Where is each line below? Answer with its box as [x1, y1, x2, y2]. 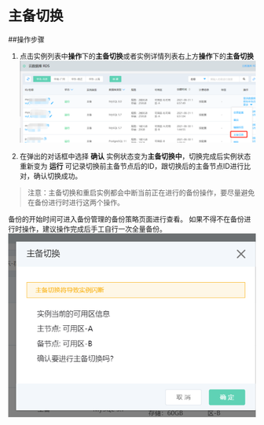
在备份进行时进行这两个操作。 [27, 197, 124, 207]
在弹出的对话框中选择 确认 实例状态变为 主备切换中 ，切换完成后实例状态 [19, 151, 251, 161]
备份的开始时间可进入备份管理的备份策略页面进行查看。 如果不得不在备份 [8, 214, 244, 224]
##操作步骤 [8, 35, 45, 44]
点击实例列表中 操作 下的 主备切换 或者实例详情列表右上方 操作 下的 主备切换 [19, 51, 254, 60]
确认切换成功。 [33, 170, 82, 181]
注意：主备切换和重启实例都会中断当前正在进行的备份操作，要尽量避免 [27, 188, 255, 197]
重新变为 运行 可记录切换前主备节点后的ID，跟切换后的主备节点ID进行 [19, 161, 244, 170]
